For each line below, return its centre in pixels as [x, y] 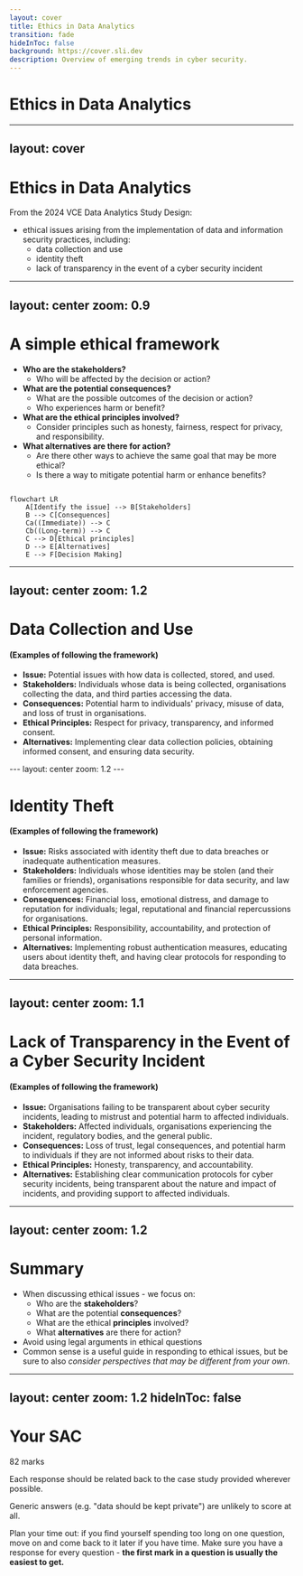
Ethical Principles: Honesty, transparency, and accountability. [138, 1164]
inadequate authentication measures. [91, 861]
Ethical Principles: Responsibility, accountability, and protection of [147, 928]
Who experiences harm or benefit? [100, 407]
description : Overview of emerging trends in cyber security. [129, 60]
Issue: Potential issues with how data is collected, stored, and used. [148, 675]
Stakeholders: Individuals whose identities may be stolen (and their [148, 870]
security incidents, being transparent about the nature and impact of [149, 1183]
